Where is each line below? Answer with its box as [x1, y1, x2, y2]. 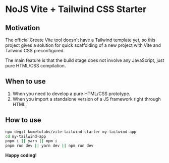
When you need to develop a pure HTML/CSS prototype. [12, 91, 131, 97]
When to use [5, 77, 46, 86]
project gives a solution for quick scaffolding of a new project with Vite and [5, 42, 161, 48]
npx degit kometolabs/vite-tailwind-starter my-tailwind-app [5, 129, 137, 134]
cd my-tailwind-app [5, 134, 46, 139]
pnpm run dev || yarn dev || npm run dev [5, 143, 94, 148]
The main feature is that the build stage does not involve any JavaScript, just [5, 57, 164, 63]
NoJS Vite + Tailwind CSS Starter [5, 4, 147, 15]
